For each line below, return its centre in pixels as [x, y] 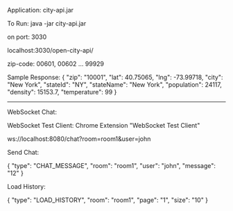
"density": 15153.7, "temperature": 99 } [62, 92]
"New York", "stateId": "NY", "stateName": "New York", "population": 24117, [114, 85]
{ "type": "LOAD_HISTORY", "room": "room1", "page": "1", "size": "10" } [108, 200]
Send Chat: [23, 152]
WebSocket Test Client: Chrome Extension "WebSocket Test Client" [104, 125]
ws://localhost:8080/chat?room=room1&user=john [79, 139]
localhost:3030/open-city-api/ [50, 50]
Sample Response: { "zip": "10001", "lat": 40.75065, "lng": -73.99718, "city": [115, 77]
